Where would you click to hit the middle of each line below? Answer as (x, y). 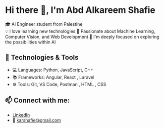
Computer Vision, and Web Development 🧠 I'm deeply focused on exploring (82, 37)
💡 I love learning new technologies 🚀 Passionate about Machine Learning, (80, 31)
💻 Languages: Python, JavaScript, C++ (53, 70)
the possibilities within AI (30, 42)
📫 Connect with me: (37, 101)
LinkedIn (21, 115)
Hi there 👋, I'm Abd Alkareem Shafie (80, 10)
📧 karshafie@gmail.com (36, 120)
